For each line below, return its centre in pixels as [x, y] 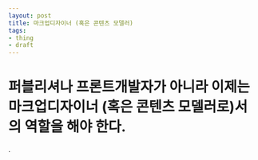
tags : [17, 30]
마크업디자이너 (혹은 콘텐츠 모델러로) [122, 107]
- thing [21, 38]
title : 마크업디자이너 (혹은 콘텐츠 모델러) [71, 23]
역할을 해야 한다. [75, 127]
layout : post [30, 16]
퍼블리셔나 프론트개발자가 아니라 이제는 [129, 87]
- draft [21, 45]
